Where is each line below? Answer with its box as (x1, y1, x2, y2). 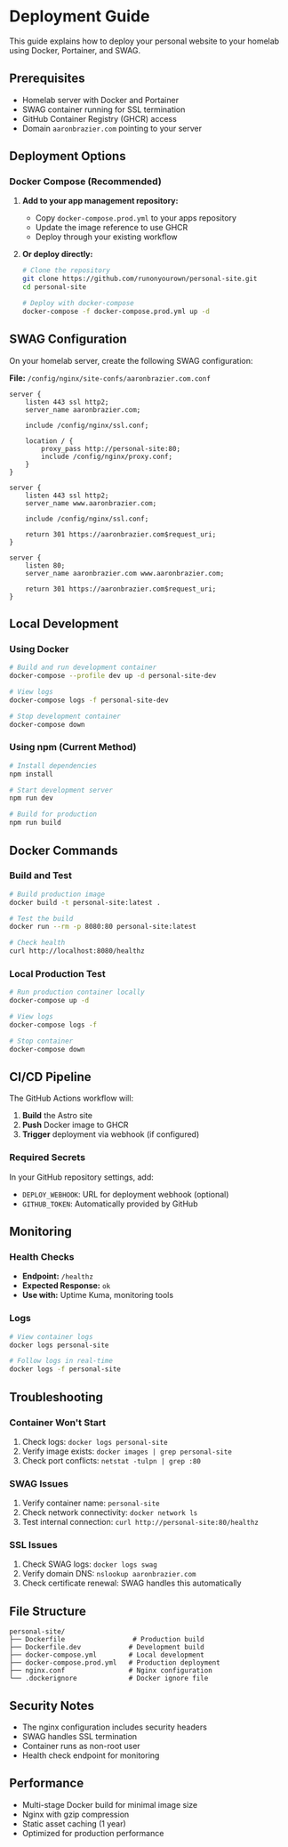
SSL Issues (9, 1539, 58, 1552)
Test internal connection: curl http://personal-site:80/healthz (21, 1517, 260, 1528)
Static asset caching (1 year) (21, 1818, 126, 1829)
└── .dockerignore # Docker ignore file (9, 1674, 209, 1683)
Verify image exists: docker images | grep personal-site (21, 1446, 233, 1456)
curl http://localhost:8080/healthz (9, 947, 145, 956)
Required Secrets (9, 1151, 86, 1164)
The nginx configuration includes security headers (21, 1722, 207, 1732)
